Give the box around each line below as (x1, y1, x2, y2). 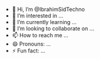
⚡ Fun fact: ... (12, 47, 45, 54)
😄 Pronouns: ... (12, 40, 52, 48)
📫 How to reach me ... (12, 32, 68, 39)
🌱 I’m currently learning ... (12, 19, 77, 25)
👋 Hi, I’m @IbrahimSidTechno (12, 6, 85, 13)
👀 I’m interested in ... (12, 12, 64, 19)
